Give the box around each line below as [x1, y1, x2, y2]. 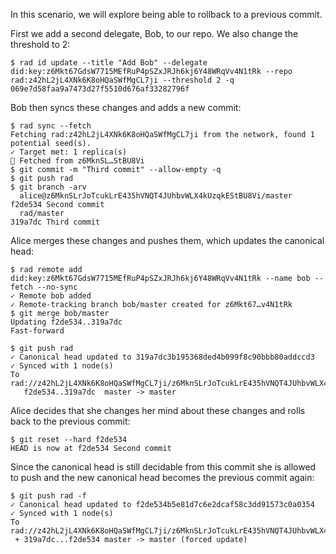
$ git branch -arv [10, 182, 87, 192]
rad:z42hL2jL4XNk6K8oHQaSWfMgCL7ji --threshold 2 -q [10, 75, 235, 85]
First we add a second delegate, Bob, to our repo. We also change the [10, 28, 299, 39]
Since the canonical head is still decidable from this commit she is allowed [10, 461, 317, 473]
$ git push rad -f [10, 491, 87, 501]
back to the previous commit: [10, 415, 131, 427]
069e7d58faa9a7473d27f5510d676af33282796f [10, 84, 190, 94]
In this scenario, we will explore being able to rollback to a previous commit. [10, 9, 323, 20]
